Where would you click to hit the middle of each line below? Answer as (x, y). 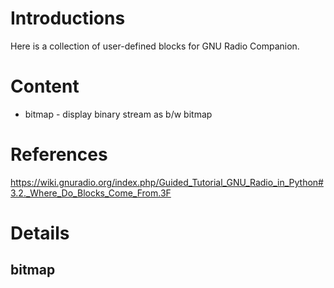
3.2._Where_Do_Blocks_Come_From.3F (91, 193)
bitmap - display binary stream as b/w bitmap (118, 114)
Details (40, 233)
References (59, 154)
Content (45, 86)
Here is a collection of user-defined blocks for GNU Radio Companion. (155, 46)
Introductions (68, 18)
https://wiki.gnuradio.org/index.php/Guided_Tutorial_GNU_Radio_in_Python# (167, 182)
